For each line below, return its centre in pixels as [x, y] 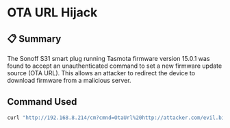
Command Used [42, 102]
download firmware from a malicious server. [69, 80]
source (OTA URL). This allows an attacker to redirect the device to [101, 73]
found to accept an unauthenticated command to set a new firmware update [115, 66]
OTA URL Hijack [52, 13]
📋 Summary [34, 39]
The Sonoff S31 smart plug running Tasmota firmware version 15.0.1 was [108, 59]
